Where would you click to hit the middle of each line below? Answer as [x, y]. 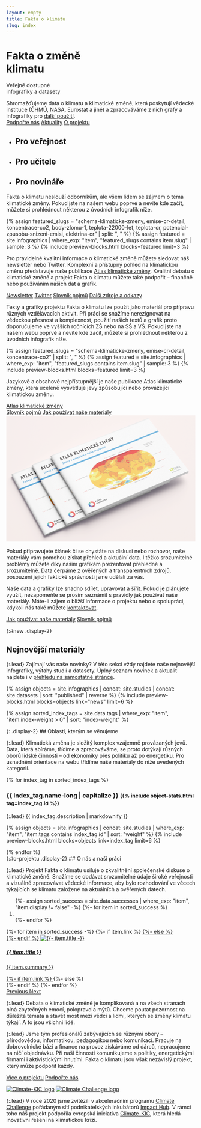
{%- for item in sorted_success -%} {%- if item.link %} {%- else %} [89, 932]
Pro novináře [39, 182]
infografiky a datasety [33, 92]
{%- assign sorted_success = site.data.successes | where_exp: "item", [102, 901]
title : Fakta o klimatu [36, 19]
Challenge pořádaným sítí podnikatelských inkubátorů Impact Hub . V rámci [99, 1107]
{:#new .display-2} [29, 630]
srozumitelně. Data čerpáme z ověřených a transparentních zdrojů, [89, 570]
